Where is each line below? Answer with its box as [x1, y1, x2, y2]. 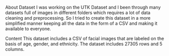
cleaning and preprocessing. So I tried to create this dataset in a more [5, 15, 151, 21]
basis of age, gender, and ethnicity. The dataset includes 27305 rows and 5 [5, 41, 163, 47]
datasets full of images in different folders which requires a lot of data [5, 10, 151, 16]
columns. [5, 46, 25, 52]
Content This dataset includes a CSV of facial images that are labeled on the [5, 35, 164, 41]
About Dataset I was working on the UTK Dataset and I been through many [5, 5, 161, 10]
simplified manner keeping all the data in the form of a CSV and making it [5, 20, 158, 26]
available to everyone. [5, 26, 52, 32]
